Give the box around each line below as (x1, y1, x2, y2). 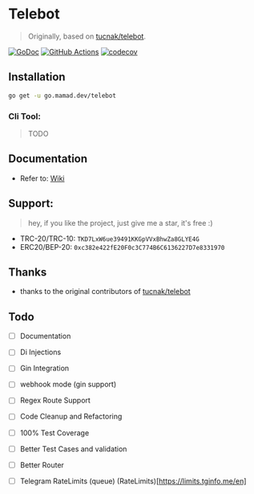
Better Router (19, 459, 64, 470)
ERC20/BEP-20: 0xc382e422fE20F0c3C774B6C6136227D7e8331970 (19, 242, 225, 251)
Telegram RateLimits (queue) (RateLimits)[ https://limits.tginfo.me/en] (19, 476, 247, 486)
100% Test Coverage (19, 427, 90, 438)
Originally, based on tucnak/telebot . (27, 31, 147, 41)
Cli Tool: (8, 110, 42, 121)
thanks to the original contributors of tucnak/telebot (19, 287, 191, 296)
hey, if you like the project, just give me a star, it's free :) (27, 218, 214, 227)
